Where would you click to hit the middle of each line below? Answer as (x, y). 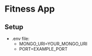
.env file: (21, 38)
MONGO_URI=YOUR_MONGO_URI (53, 44)
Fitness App (30, 9)
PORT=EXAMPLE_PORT (43, 49)
